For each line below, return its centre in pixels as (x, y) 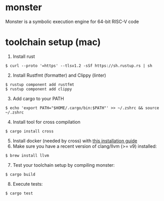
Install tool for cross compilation (47, 122)
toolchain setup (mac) (53, 42)
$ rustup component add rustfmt (40, 84)
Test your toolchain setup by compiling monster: (64, 165)
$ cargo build (20, 174)
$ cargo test (19, 193)
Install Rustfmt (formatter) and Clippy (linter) (59, 75)
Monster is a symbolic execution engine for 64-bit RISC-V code (72, 21)
